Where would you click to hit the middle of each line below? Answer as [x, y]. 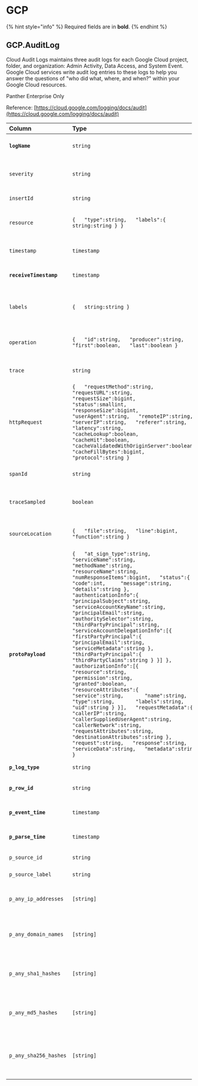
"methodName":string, [103, 565]
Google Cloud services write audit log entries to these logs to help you [92, 72]
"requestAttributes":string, [113, 731]
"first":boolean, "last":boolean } [125, 345]
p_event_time [27, 812]
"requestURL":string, [103, 393]
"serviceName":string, [104, 560]
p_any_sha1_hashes [35, 973]
